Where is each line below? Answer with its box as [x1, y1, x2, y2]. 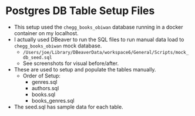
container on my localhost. [14, 29, 79, 36]
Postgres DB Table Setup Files [5, 4, 155, 18]
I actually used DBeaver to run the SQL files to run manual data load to [14, 36, 184, 43]
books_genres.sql [31, 97, 75, 104]
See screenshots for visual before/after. [22, 60, 119, 67]
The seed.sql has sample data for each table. [14, 103, 124, 110]
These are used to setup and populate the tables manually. [14, 66, 156, 73]
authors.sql [31, 84, 59, 91]
